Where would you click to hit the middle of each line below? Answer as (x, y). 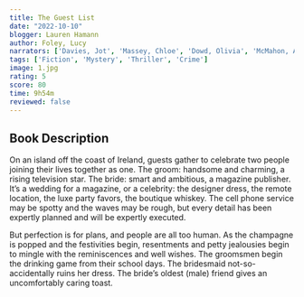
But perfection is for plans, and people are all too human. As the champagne (152, 235)
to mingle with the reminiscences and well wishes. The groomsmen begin (146, 255)
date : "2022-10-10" (46, 26)
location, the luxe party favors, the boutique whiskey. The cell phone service (152, 199)
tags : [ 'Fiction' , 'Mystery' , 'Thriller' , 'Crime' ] (109, 60)
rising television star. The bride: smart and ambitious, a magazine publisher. (150, 179)
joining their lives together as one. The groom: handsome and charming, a (147, 170)
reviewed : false (40, 102)
